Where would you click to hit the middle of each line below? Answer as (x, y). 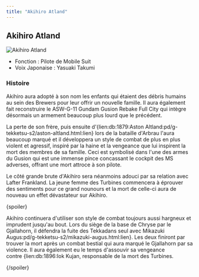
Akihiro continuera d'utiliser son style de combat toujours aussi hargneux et (99, 218)
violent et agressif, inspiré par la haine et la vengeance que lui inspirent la (96, 146)
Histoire (18, 83)
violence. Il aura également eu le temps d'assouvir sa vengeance (86, 250)
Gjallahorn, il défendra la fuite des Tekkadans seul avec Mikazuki (86, 231)
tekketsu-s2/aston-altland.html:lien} (50, 133)
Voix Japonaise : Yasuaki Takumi (55, 68)
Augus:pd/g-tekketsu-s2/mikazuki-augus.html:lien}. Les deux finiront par (96, 237)
